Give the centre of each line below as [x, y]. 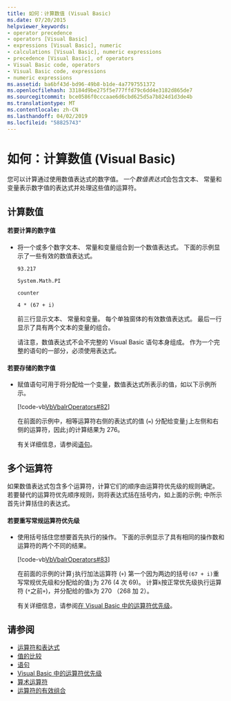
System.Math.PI [39, 281]
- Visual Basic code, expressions [57, 71]
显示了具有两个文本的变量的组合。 [66, 328]
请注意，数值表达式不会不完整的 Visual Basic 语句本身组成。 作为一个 [115, 342]
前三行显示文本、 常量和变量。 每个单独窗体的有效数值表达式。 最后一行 [119, 319]
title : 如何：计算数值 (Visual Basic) [59, 13]
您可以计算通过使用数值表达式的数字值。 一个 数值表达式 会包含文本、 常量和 [114, 179]
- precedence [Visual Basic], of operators [71, 59]
